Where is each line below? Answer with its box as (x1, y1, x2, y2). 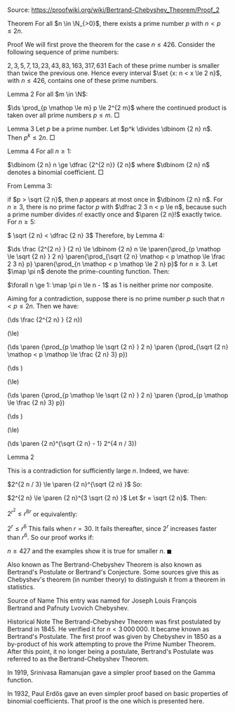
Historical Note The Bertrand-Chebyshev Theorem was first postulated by (7, 617, 221, 626)
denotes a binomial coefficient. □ (7, 168, 104, 176)
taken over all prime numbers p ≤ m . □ (7, 111, 121, 119)
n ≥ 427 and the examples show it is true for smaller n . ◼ (7, 546, 173, 555)
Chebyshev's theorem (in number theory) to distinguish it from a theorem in (7, 575, 226, 584)
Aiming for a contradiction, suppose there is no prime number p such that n (7, 294, 225, 303)
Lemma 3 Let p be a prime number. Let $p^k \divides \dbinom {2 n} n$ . (7, 125, 213, 133)
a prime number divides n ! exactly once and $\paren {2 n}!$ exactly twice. (7, 210, 222, 218)
